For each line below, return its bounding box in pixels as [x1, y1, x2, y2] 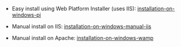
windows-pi [11, 11, 41, 18]
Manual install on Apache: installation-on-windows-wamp [11, 35, 154, 41]
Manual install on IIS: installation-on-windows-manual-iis [11, 23, 152, 30]
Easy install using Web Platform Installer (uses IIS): [11, 5, 136, 12]
